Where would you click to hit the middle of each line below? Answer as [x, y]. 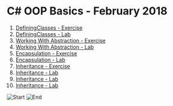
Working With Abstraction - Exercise [60, 40]
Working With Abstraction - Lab [55, 47]
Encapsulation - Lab [40, 60]
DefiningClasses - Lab [43, 34]
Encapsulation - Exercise [46, 53]
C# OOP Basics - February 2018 [87, 11]
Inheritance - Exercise [43, 66]
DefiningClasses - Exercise [49, 28]
